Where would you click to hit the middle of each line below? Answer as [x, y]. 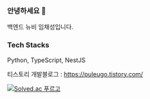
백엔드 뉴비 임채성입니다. [40, 27]
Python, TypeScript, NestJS [46, 60]
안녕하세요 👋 [26, 10]
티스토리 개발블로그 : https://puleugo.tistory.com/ [75, 74]
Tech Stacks [28, 45]
